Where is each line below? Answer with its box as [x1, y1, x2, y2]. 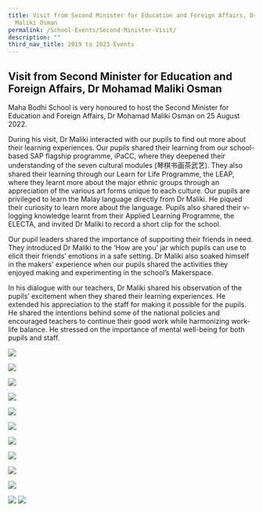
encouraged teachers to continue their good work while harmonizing [8, 316, 229, 325]
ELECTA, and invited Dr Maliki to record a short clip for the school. [8, 219, 222, 228]
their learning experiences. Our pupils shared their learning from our [8, 143, 229, 152]
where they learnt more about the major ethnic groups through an [8, 177, 220, 187]
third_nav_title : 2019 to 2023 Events [8, 41, 135, 49]
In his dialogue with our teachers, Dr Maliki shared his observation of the [8, 283, 243, 292]
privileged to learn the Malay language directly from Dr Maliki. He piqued [8, 194, 243, 204]
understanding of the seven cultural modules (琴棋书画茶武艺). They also [8, 160, 243, 169]
